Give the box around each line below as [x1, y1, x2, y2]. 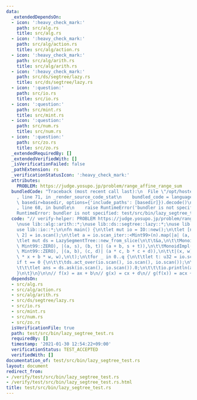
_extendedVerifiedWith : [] [11, 156, 77, 162]
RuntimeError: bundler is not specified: [16, 211, 119, 216]
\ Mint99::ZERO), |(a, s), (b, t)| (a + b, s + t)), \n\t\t [16, 243, 164, 249]
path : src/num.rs [16, 123, 59, 129]
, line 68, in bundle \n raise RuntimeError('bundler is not [16, 205, 175, 211]
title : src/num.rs [16, 128, 62, 135]
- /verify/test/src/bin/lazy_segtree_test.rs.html [6, 379, 133, 385]
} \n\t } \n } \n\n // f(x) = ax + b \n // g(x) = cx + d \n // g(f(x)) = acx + [16, 270, 193, 276]
